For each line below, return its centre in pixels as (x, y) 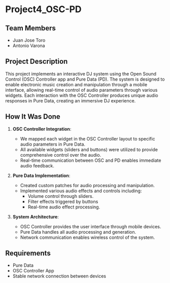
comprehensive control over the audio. (61, 155)
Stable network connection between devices (59, 276)
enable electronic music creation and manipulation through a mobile (76, 84)
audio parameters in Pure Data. (53, 144)
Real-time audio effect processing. (64, 207)
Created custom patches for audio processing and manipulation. (87, 185)
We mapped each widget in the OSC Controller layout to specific (88, 138)
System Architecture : (36, 217)
